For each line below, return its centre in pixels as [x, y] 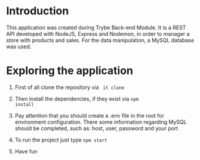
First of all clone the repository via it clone [70, 87]
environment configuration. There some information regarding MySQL [101, 122]
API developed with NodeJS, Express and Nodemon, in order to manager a [98, 33]
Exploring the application [70, 71]
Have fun [26, 151]
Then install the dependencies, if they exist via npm [77, 99]
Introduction [38, 11]
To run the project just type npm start [61, 140]
